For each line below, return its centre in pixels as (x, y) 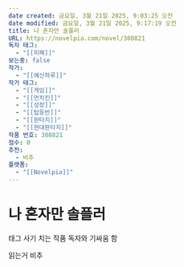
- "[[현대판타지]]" (44, 127)
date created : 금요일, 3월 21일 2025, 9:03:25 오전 (91, 16)
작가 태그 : (23, 83)
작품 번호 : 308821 (36, 135)
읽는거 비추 (26, 255)
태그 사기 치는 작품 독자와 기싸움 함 (63, 238)
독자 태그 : (23, 46)
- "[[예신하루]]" (41, 75)
